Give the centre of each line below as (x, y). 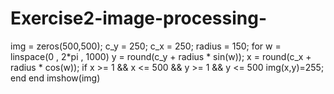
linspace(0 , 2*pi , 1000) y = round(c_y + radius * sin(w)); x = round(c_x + (161, 56)
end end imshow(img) (55, 78)
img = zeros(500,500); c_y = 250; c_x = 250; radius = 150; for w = (146, 46)
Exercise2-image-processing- (138, 18)
